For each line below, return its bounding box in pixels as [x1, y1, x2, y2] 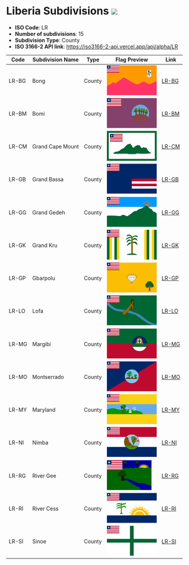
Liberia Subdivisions [6, 4, 109, 18]
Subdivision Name [32, 56, 79, 63]
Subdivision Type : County [14, 36, 80, 44]
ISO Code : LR [14, 24, 49, 31]
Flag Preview [115, 56, 149, 63]
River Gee [32, 472, 56, 479]
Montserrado [32, 373, 64, 380]
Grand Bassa [32, 176, 64, 183]
